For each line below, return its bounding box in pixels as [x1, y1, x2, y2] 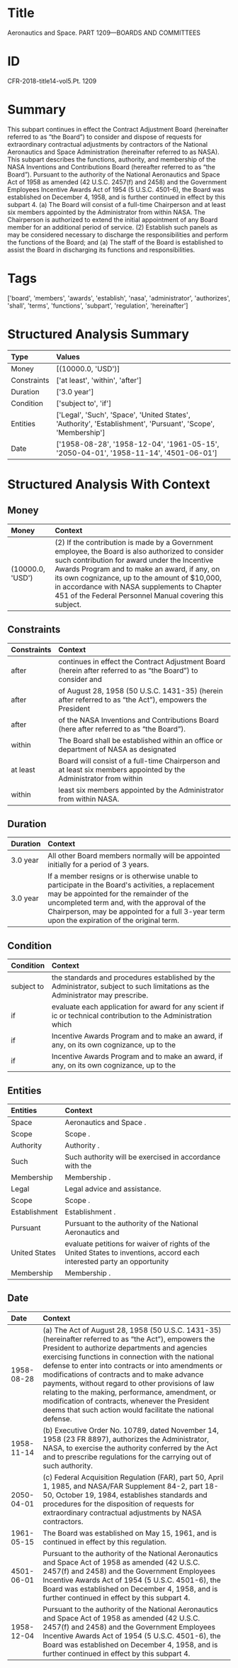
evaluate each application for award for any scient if [52, 1002, 225, 1012]
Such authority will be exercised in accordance [64, 1152, 221, 1162]
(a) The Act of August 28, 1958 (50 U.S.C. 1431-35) [42, 1325, 222, 1335]
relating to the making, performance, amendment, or [42, 1387, 217, 1397]
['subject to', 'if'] [56, 398, 112, 408]
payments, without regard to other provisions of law [42, 1378, 215, 1388]
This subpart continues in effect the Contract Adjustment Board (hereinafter [7, 125, 229, 133]
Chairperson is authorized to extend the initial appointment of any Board [7, 215, 218, 224]
